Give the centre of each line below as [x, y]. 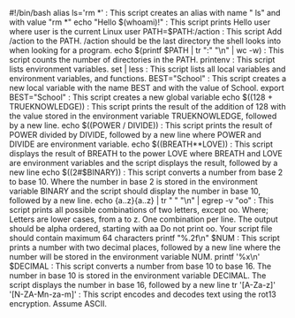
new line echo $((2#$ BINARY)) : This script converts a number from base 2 [146, 172]
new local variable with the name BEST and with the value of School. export [147, 88]
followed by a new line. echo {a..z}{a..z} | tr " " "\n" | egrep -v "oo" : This [141, 201]
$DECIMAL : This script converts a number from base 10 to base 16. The [140, 266]
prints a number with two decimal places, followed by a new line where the [145, 247]
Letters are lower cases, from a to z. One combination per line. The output [144, 219]
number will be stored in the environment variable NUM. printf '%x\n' [135, 257]
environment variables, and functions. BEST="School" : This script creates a [148, 78]
